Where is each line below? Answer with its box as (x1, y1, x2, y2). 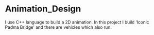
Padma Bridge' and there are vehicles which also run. (5, 24, 112, 30)
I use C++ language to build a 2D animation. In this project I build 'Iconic (5, 19, 150, 25)
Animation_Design (5, 3, 81, 14)
